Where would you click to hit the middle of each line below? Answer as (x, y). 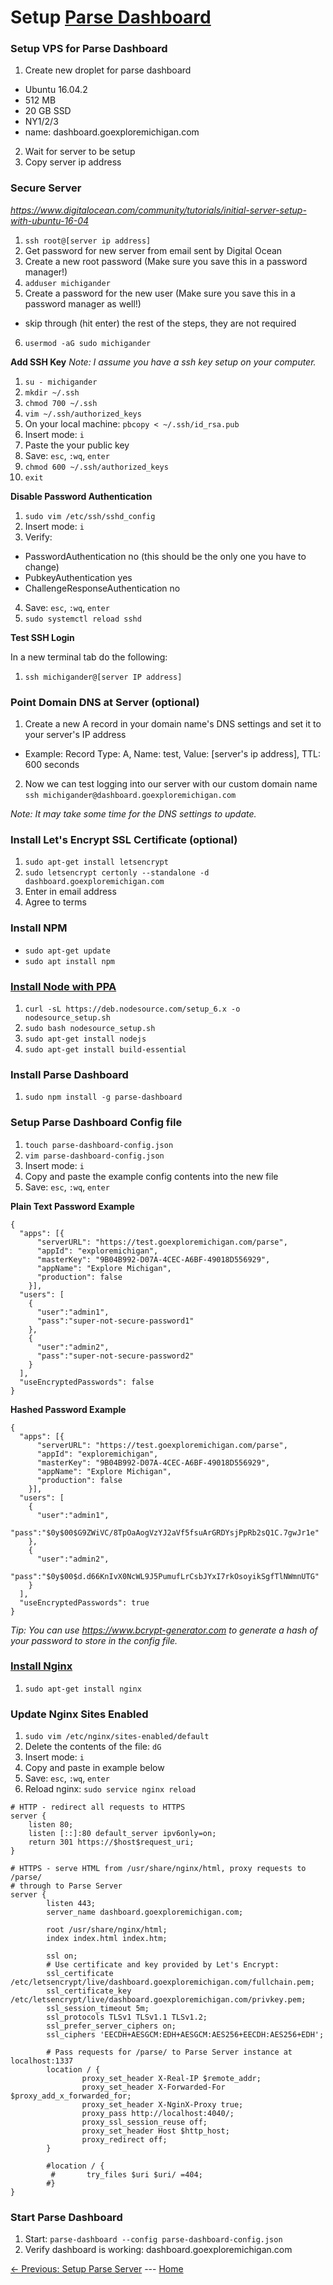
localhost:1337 (42, 2061)
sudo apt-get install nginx (83, 1689)
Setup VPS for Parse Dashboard (89, 49)
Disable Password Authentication (81, 496)
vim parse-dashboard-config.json (94, 1156)
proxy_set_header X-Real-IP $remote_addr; (171, 2079)
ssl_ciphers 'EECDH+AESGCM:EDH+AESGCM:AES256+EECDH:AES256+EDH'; (185, 2035)
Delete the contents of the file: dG (93, 1747)
